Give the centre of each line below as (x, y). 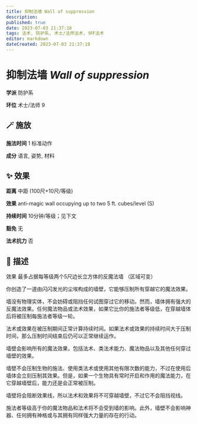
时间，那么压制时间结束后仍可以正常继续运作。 (62, 336)
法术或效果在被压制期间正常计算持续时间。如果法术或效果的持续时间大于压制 (98, 329)
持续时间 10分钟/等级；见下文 (41, 216)
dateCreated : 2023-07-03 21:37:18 (48, 45)
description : (22, 17)
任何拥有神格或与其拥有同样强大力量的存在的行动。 (78, 415)
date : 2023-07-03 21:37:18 (39, 28)
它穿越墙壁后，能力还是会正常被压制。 (52, 383)
